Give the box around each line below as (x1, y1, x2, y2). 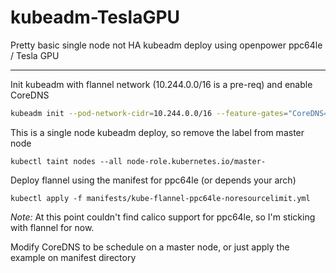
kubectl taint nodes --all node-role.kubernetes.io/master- (10, 156, 267, 166)
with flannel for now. (10, 221, 95, 233)
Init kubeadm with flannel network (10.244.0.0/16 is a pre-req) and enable (10, 78, 313, 90)
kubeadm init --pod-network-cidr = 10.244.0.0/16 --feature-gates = (10, 108, 288, 118)
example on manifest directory (10, 251, 137, 263)
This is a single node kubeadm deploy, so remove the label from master (10, 126, 305, 138)
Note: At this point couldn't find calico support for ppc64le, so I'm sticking (10, 211, 316, 223)
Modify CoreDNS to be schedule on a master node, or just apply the (10, 241, 290, 253)
